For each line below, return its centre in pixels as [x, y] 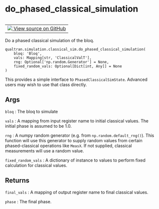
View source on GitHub [40, 29]
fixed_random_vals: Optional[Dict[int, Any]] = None [68, 66]
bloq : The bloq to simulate [31, 111]
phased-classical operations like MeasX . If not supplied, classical [68, 146]
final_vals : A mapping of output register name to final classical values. [77, 192]
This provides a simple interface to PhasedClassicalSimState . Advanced [76, 79]
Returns [17, 181]
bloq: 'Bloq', [28, 53]
